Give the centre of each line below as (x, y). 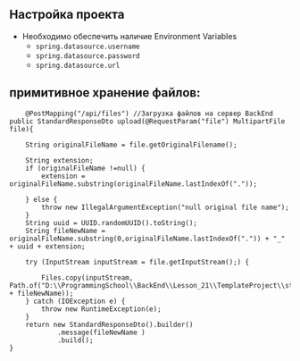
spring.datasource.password (87, 56)
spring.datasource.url (78, 65)
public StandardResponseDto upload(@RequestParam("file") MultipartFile (147, 121)
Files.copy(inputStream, (87, 277)
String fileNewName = (65, 231)
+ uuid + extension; (48, 246)
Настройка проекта (67, 15)
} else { (42, 199)
